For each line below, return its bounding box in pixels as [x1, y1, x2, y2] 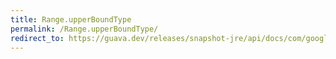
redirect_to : [10, 33, 65, 43]
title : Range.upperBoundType [10, 14, 132, 25]
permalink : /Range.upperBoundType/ [10, 24, 159, 34]
